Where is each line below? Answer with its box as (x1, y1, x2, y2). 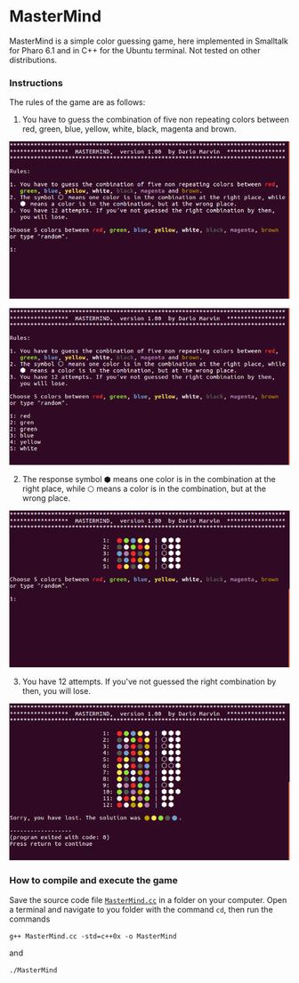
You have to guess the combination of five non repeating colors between (21, 114, 289, 125)
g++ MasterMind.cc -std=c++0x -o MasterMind (9, 931, 177, 940)
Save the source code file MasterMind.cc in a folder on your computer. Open (9, 894, 287, 905)
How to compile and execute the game (9, 874, 178, 887)
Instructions (9, 77, 64, 89)
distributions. (9, 54, 58, 65)
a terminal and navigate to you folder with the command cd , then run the (9, 904, 273, 915)
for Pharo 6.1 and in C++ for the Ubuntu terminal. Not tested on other (9, 44, 261, 55)
